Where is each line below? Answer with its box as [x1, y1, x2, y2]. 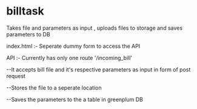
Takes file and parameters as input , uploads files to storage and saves [6, 24, 183, 31]
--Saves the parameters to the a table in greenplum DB [6, 96, 144, 103]
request [6, 72, 26, 79]
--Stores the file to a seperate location [6, 84, 102, 91]
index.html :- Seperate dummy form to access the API [6, 42, 141, 50]
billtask [6, 4, 44, 18]
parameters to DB [6, 30, 50, 38]
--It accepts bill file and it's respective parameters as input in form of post [6, 65, 191, 73]
